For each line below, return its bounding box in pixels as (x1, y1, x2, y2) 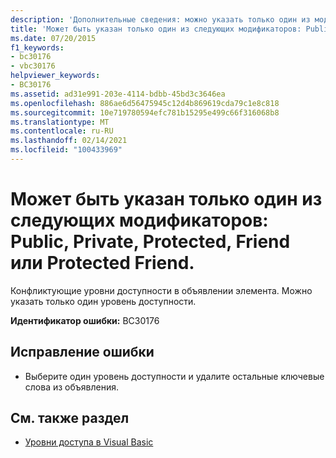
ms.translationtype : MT (10, 117, 110, 127)
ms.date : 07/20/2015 (10, 33, 97, 43)
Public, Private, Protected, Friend (10, 231, 291, 253)
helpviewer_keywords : (10, 71, 101, 81)
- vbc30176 (10, 61, 56, 71)
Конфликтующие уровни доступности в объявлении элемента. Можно (10, 284, 313, 296)
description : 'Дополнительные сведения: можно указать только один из (10, 14, 311, 25)
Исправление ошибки (10, 344, 155, 361)
